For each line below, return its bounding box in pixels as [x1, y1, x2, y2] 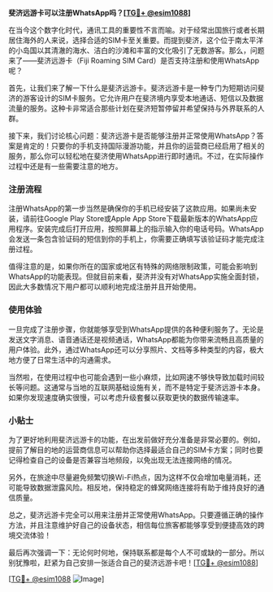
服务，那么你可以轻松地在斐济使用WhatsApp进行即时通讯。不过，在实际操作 [8, 151, 264, 161]
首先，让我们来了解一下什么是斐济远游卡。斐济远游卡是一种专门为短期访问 [8, 83, 258, 93]
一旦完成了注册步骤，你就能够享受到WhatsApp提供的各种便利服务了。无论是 [8, 324, 264, 334]
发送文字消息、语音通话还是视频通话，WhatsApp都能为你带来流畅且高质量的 [8, 334, 264, 344]
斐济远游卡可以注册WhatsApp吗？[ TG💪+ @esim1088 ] [8, 8, 191, 17]
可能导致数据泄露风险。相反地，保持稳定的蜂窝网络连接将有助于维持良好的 [8, 482, 258, 492]
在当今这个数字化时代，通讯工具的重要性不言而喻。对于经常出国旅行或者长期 [8, 25, 265, 35]
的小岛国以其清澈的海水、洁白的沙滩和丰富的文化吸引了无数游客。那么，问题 [8, 46, 265, 55]
